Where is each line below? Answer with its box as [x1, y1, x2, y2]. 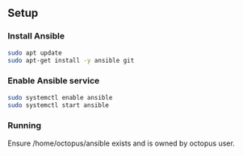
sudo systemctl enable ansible [7, 93, 113, 101]
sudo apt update [7, 48, 62, 57]
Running [7, 120, 42, 131]
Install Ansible [7, 31, 65, 42]
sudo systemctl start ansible [7, 101, 110, 109]
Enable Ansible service [7, 76, 100, 87]
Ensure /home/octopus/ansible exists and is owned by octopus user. [7, 138, 235, 148]
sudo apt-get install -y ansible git [7, 56, 135, 64]
